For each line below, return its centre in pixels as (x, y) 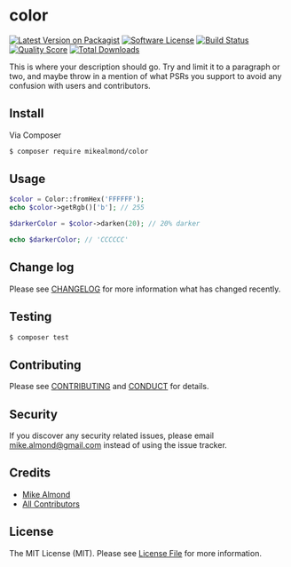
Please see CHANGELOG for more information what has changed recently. (145, 289)
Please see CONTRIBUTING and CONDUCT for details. (109, 387)
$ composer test (39, 337)
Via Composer (35, 135)
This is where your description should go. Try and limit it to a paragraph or (145, 67)
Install (27, 113)
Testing (31, 317)
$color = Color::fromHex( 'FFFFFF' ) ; (77, 200)
